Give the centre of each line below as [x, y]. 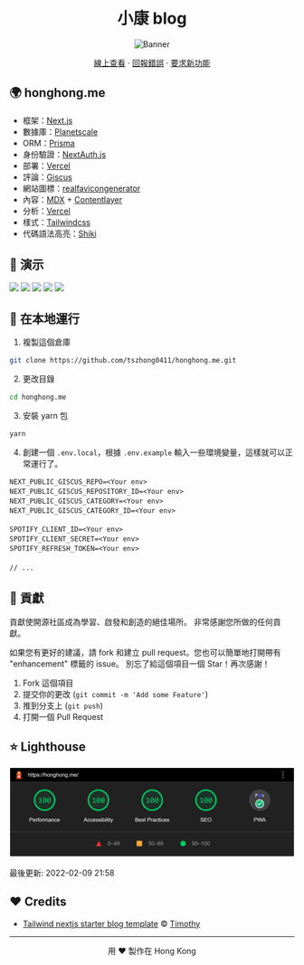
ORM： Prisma [48, 143]
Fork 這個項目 [48, 683]
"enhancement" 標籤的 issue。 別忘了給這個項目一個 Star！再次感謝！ [140, 663]
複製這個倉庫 [46, 342]
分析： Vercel [46, 211]
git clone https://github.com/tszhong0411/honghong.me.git [123, 361]
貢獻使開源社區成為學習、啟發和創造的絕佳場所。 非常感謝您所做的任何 [141, 621]
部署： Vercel [46, 166]
